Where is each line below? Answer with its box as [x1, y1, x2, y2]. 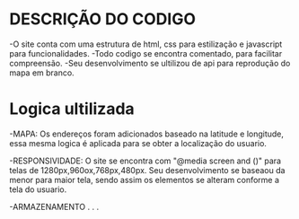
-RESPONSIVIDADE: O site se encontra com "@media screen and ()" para [9, 155, 281, 166]
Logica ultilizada [9, 99, 135, 119]
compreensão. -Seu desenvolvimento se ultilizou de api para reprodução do [9, 57, 291, 68]
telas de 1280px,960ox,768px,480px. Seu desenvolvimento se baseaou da [9, 164, 286, 175]
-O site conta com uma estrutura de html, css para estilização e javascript [9, 39, 283, 49]
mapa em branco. [9, 67, 75, 78]
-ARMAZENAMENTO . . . [9, 201, 100, 212]
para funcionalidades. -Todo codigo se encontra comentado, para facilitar [9, 48, 283, 58]
